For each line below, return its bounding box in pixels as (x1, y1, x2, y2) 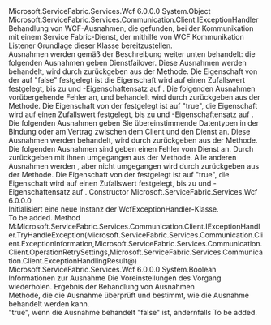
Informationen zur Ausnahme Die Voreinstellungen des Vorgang (8, 273, 222, 283)
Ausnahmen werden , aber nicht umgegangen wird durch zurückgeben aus (8, 161, 260, 171)
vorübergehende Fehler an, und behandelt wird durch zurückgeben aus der (8, 92, 261, 102)
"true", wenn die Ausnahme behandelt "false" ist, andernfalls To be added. (8, 308, 258, 317)
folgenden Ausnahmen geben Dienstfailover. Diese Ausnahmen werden (8, 58, 247, 67)
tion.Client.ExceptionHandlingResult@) (8, 256, 138, 265)
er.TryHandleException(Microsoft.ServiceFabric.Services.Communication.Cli (8, 230, 264, 240)
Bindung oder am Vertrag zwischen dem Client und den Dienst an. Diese (8, 127, 251, 136)
